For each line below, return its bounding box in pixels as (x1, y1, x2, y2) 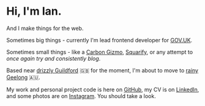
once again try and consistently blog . (6, 55, 101, 62)
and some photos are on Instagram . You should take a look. (6, 92, 156, 99)
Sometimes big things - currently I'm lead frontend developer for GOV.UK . (6, 36, 193, 44)
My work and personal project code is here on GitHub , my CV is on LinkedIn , (6, 86, 199, 93)
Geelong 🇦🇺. (6, 74, 41, 81)
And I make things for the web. (6, 25, 84, 32)
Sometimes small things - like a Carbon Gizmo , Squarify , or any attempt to (6, 48, 193, 56)
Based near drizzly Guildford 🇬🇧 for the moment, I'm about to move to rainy (6, 66, 199, 74)
